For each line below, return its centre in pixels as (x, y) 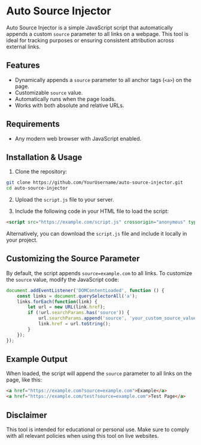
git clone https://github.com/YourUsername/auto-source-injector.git (95, 183)
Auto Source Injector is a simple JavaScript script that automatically (90, 28)
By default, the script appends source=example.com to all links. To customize (99, 273)
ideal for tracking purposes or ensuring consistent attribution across (90, 40)
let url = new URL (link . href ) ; (67, 307)
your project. (22, 240)
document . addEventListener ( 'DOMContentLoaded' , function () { (85, 290)
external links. (23, 47)
